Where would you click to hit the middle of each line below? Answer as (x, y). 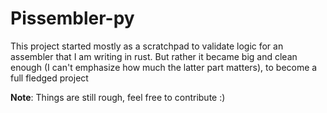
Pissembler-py (72, 18)
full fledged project (49, 78)
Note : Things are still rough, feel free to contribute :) (118, 97)
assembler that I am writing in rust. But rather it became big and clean (154, 56)
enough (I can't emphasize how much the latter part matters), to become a (164, 67)
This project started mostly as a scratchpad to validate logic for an (147, 46)
